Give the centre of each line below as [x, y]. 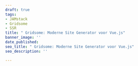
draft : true [17, 10]
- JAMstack [16, 19]
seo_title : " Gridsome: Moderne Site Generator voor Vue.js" [70, 47]
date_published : [22, 42]
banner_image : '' [23, 38]
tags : [11, 14]
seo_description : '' [27, 51]
